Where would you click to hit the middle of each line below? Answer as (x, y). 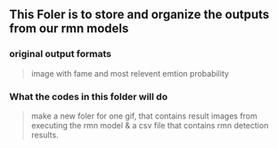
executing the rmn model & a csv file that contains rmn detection (150, 125)
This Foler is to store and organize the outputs (139, 15)
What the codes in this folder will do (88, 96)
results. (45, 135)
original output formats (60, 54)
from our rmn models (69, 29)
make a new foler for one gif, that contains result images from (144, 116)
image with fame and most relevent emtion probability (130, 73)
